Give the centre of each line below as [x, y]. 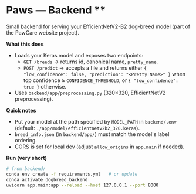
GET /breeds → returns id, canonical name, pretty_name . [91, 62]
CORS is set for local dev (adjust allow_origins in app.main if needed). [99, 147]
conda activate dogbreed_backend [47, 179]
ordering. [26, 140]
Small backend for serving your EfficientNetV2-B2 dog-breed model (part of [98, 26]
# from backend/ [26, 169]
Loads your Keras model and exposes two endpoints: [79, 55]
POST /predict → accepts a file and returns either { [85, 67]
